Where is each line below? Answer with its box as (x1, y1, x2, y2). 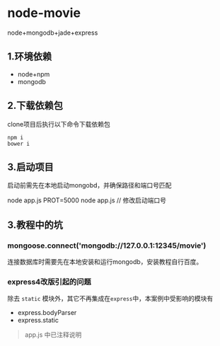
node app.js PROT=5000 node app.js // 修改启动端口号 (7, 196, 167, 204)
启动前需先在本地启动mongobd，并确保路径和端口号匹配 (7, 181, 172, 190)
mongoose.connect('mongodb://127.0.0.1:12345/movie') (7, 241, 207, 250)
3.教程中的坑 (7, 219, 64, 231)
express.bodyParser (17, 308, 77, 317)
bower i (7, 140, 30, 147)
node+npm (17, 69, 50, 79)
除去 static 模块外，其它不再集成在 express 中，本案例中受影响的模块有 (7, 294, 214, 303)
